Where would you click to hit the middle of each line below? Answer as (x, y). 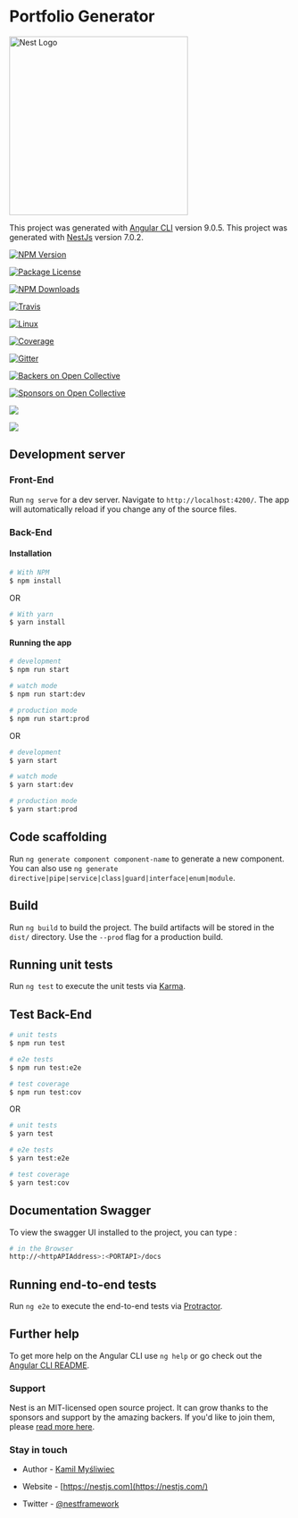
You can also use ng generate (64, 868)
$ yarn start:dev (41, 785)
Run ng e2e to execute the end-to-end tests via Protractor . (116, 1306)
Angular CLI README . (50, 1365)
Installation (30, 554)
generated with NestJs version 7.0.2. (77, 237)
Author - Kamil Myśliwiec (68, 1469)
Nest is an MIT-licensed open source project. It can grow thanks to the (139, 1408)
